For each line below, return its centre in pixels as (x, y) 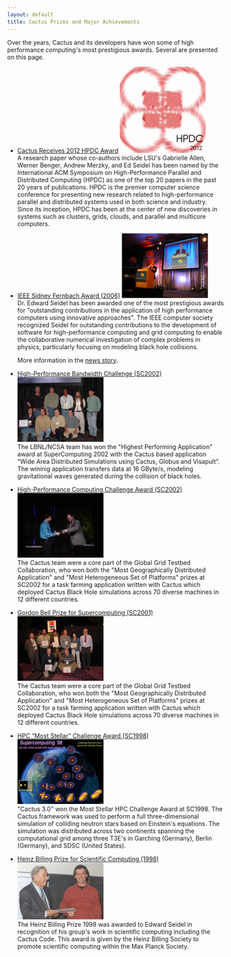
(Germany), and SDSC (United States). (71, 845)
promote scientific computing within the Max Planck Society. (103, 946)
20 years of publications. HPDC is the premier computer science (108, 187)
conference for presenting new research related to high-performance (115, 194)
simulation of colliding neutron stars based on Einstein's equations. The (118, 823)
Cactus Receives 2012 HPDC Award (68, 150)
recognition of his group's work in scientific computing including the (114, 932)
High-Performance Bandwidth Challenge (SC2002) (89, 373)
